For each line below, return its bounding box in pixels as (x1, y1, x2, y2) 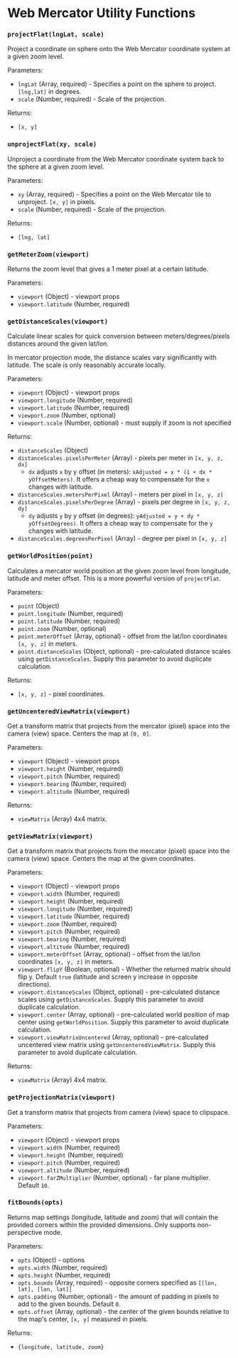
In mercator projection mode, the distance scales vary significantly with (7, 354, 217, 362)
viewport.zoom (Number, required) (17, 920, 117, 928)
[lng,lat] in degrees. (17, 87, 82, 96)
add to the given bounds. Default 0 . (17, 1300, 121, 1308)
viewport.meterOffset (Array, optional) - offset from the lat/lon (17, 950, 201, 958)
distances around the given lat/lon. (7, 339, 109, 348)
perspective (7, 1228, 43, 1236)
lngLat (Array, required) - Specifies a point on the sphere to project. (17, 80, 217, 88)
